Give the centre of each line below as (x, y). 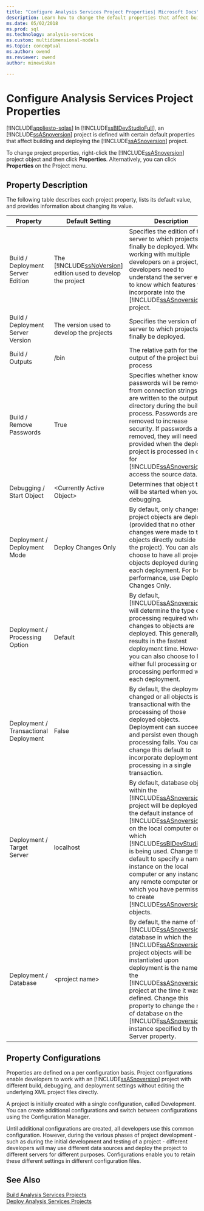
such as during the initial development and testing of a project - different (97, 1142)
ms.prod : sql (23, 29)
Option (19, 645)
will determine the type (162, 611)
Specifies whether (155, 375)
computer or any (153, 874)
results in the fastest (158, 641)
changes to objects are (161, 626)
